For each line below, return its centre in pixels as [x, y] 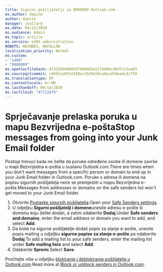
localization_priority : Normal [37, 51]
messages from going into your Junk [81, 137]
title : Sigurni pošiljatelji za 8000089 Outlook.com [60, 10]
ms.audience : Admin [25, 33]
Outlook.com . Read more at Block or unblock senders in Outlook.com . [75, 265]
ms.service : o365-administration [39, 42]
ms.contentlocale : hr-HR [30, 83]
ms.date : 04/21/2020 [26, 28]
